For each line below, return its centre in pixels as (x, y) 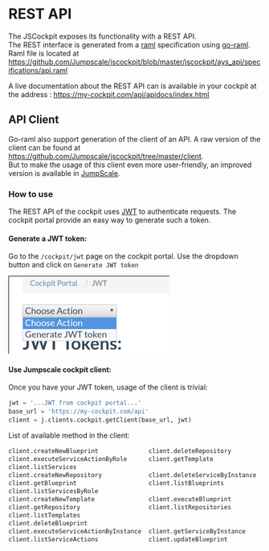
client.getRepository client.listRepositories (120, 508)
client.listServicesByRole (53, 492)
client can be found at (45, 147)
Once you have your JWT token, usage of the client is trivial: (108, 387)
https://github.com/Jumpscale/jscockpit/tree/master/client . (106, 156)
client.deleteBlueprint (48, 524)
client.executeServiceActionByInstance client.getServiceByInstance (127, 532)
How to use (31, 194)
